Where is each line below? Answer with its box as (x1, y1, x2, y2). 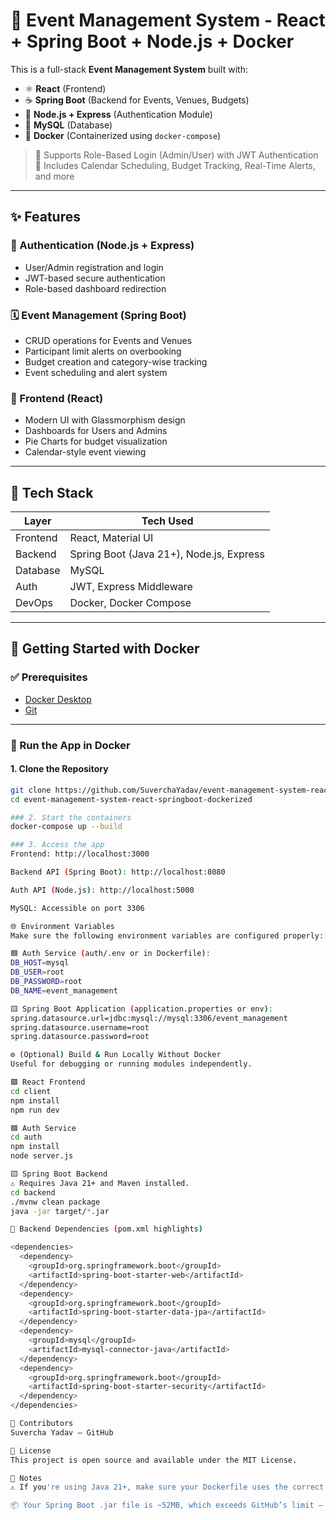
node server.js (10, 1151, 74, 1161)
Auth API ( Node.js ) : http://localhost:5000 (10, 885, 195, 895)
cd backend (10, 1187, 56, 1198)
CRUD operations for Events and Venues (24, 334, 193, 346)
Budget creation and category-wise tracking (24, 355, 208, 368)
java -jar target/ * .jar (10, 1206, 110, 1216)
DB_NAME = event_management (10, 985, 118, 996)
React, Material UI (69, 531, 154, 545)
